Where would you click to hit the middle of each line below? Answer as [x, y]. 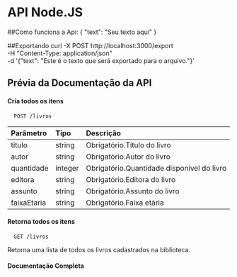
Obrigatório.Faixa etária [125, 203]
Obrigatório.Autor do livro [128, 157]
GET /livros [31, 237]
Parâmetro [29, 133]
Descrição [104, 133]
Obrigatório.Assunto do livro [133, 191]
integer [67, 168]
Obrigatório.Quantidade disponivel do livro [156, 168]
